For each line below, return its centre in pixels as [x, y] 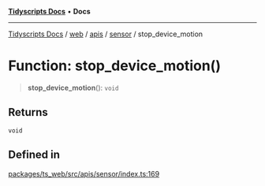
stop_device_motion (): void [73, 87]
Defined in [34, 155]
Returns [28, 112]
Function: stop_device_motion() [114, 66]
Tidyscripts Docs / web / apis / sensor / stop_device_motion [106, 34]
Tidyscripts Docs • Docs [49, 11]
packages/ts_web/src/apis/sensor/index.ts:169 [84, 173]
